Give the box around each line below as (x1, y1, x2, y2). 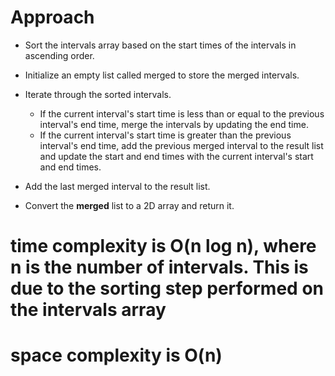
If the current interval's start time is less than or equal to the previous (39, 107, 325, 120)
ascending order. (24, 49, 95, 61)
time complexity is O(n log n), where (10, 235, 317, 258)
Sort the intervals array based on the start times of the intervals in (24, 39, 297, 51)
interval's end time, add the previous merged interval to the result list (39, 139, 324, 151)
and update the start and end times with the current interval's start (39, 150, 314, 162)
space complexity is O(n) (10, 344, 223, 367)
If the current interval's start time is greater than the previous (39, 129, 292, 141)
